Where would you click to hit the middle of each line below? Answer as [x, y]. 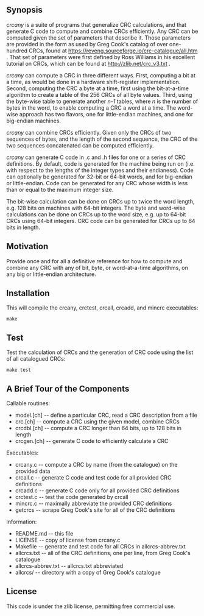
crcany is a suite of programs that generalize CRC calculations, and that [97, 24]
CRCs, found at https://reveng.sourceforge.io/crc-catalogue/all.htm [113, 51]
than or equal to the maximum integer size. [60, 189]
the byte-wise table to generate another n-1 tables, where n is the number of [102, 101]
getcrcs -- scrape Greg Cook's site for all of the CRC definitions [95, 510]
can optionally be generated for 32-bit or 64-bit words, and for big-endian [100, 177]
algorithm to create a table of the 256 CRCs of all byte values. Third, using [99, 94]
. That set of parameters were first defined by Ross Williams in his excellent [101, 57]
